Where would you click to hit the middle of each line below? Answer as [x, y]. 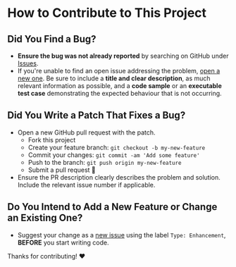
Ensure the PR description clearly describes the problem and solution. [119, 177]
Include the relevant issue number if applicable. [86, 185]
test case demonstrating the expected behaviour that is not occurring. [119, 93]
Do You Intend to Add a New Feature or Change [112, 207]
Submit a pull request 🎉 [62, 170]
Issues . [28, 63]
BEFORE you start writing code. [63, 242]
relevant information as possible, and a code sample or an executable [119, 86]
